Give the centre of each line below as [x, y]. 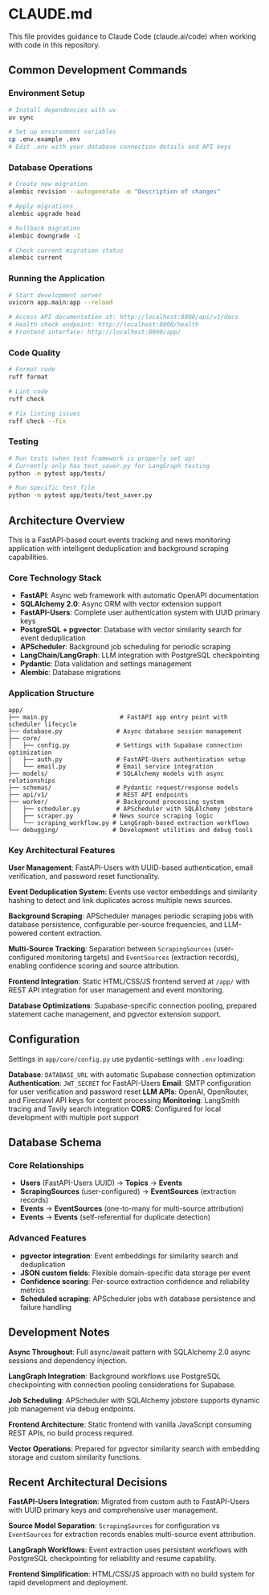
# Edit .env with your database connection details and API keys [120, 147]
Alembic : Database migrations [70, 673]
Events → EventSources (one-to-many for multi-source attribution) [132, 1208]
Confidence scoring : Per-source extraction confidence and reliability [135, 1281]
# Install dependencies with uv [62, 110]
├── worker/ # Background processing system [116, 802]
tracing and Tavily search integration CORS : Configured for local [115, 1108]
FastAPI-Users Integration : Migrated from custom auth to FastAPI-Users [129, 1502]
